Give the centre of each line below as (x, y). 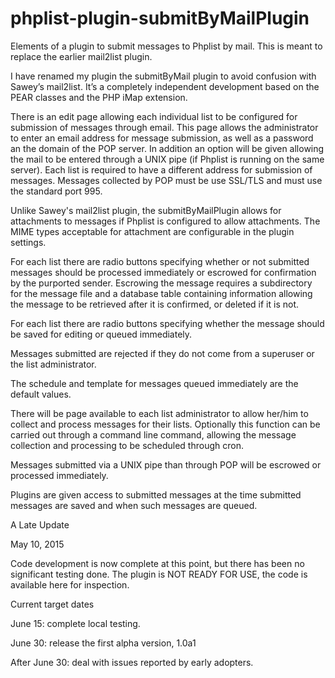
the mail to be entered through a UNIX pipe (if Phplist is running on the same (167, 159)
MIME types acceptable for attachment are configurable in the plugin (152, 231)
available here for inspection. (70, 584)
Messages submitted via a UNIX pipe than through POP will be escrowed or (166, 464)
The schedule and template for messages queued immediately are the (154, 383)
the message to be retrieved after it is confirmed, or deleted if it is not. (155, 304)
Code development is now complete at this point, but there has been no (157, 563)
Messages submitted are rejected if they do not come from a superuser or (162, 353)
